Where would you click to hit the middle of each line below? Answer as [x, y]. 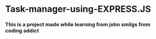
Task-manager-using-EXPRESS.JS [78, 9]
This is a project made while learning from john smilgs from [78, 25]
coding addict [22, 31]
